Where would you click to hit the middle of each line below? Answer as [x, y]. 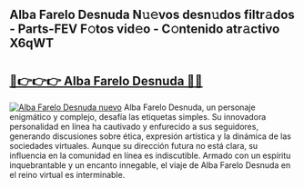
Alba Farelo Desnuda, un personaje [190, 107]
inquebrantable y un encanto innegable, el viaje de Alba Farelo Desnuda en [150, 165]
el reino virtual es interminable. [67, 175]
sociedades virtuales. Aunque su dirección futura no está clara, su [134, 146]
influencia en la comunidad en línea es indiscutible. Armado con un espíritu [150, 155]
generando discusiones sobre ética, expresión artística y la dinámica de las [150, 136]
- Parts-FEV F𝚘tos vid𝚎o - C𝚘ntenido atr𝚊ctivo [145, 30]
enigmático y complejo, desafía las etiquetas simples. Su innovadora [138, 117]
